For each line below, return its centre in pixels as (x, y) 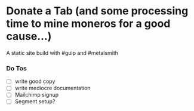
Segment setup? (35, 101)
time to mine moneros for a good (88, 24)
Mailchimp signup (36, 95)
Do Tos (16, 68)
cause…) (29, 36)
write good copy (35, 81)
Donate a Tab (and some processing (97, 11)
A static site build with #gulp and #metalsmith (62, 53)
